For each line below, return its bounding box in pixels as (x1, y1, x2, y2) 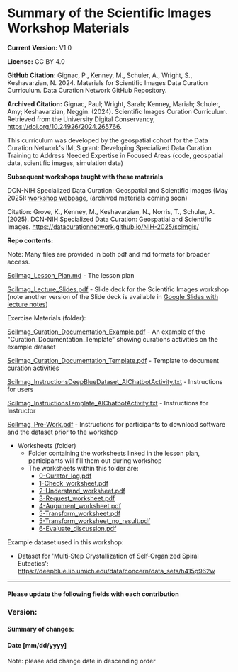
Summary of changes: (7, 625, 74, 634)
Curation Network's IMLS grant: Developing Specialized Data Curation (7, 143, 212, 152)
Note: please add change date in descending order (7, 657, 156, 666)
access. (7, 257, 30, 266)
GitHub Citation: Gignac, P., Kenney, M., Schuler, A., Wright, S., (7, 71, 193, 79)
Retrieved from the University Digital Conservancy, (7, 115, 156, 123)
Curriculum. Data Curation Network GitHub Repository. (7, 86, 167, 94)
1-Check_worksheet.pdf (38, 478, 108, 487)
